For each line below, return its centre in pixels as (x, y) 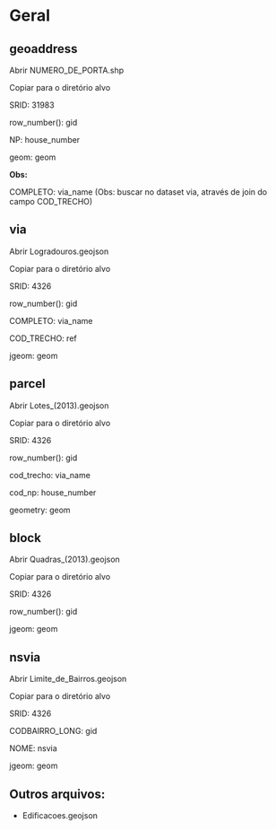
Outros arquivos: (57, 794)
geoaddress (43, 49)
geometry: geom (40, 510)
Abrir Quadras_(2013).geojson (65, 559)
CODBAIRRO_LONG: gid (53, 731)
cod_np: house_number (53, 492)
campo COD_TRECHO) (51, 201)
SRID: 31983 (32, 105)
